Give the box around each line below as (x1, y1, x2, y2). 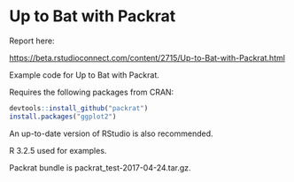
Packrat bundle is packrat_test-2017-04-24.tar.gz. (9, 162, 192, 173)
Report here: (9, 35, 55, 46)
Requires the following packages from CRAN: (9, 87, 174, 97)
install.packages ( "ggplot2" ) (9, 112, 117, 121)
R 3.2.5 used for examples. (9, 145, 107, 155)
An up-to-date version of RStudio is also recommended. (9, 128, 214, 139)
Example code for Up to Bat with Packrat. (9, 69, 159, 80)
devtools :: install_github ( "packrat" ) (9, 103, 149, 112)
